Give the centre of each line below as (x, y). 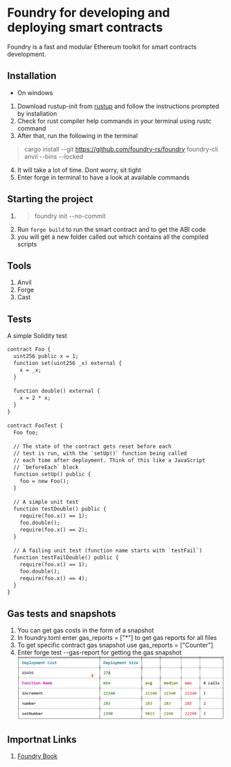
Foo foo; (26, 433)
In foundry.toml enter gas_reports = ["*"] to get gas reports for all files (117, 638)
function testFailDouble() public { (66, 558)
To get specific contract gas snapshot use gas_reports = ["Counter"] (115, 645)
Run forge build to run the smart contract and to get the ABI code (111, 229)
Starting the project (50, 199)
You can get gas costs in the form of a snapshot (85, 630)
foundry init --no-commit (70, 216)
